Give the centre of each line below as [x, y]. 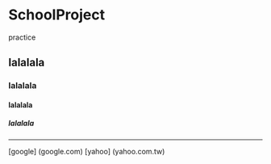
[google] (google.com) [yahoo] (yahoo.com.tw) [87, 151]
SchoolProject [57, 15]
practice [22, 37]
